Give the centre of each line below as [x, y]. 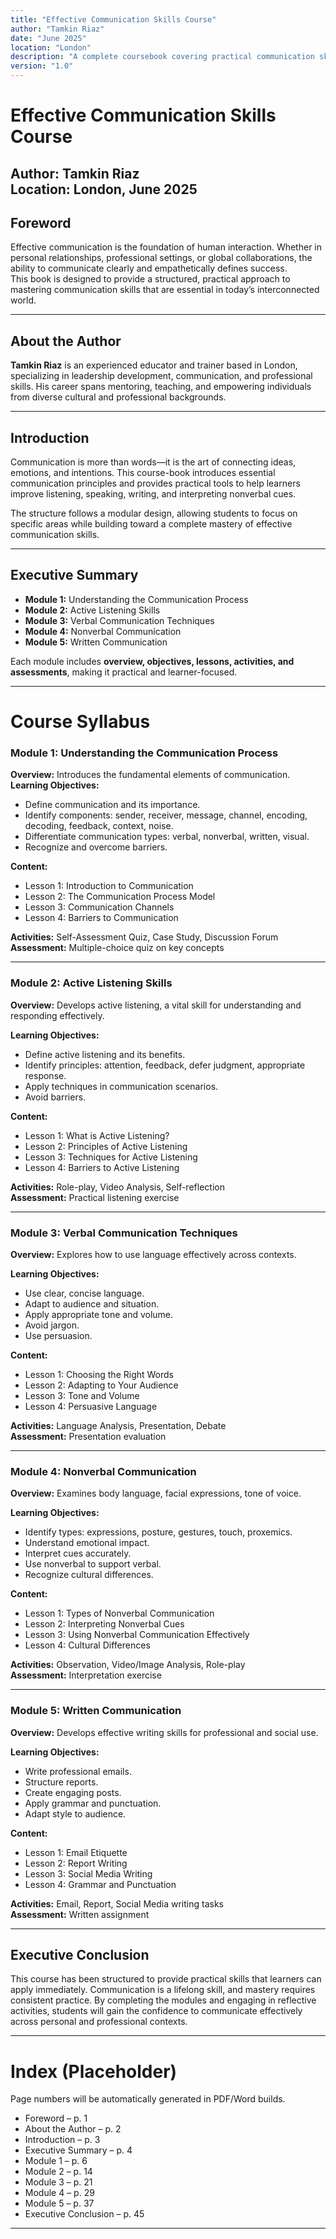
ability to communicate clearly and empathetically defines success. [149, 268]
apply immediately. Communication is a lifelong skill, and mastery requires [163, 1990]
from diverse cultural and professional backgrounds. [118, 397]
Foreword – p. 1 [56, 2118]
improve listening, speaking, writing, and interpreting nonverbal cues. [153, 494]
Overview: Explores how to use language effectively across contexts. [153, 1254]
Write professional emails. [78, 1771]
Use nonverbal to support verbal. [93, 1564]
